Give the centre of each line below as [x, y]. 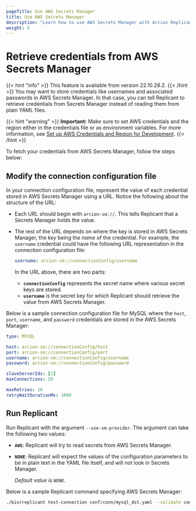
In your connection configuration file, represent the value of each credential [97, 190]
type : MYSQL [20, 336]
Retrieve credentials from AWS [82, 57]
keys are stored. [43, 289]
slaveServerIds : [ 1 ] [31, 374]
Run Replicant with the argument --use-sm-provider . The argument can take [97, 427]
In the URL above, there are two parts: [60, 272]
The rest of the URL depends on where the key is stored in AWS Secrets [101, 231]
